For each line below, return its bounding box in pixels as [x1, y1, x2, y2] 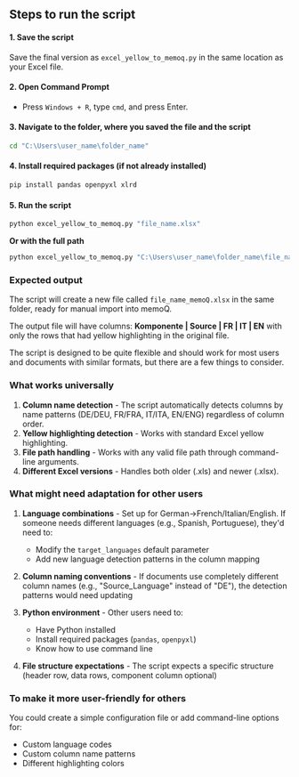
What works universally [9, 379, 114, 392]
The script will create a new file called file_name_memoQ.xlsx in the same [9, 294, 275, 305]
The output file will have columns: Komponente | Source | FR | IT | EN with [9, 320, 282, 332]
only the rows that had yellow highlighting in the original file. [9, 330, 230, 341]
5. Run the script [9, 199, 72, 210]
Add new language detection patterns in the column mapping [35, 554, 261, 564]
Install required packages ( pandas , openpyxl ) [35, 634, 198, 644]
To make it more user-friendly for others [9, 692, 187, 704]
